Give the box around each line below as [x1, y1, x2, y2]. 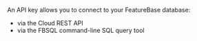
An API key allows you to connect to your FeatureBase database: [7, 6, 191, 14]
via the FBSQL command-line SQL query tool [17, 27, 145, 34]
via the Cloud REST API [17, 19, 84, 27]
